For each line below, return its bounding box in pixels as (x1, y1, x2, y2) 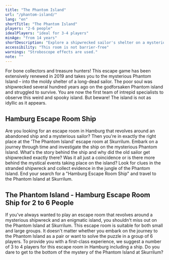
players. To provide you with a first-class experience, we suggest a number (5, 238, 161, 244)
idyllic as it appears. (5, 100, 47, 106)
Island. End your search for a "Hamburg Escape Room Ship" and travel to (5, 170, 157, 177)
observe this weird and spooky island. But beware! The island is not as (5, 95, 151, 101)
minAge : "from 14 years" (5, 36, 57, 41)
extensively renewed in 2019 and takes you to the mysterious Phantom (5, 73, 152, 79)
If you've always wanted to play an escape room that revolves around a (5, 212, 153, 218)
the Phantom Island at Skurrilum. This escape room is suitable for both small (5, 222, 163, 228)
